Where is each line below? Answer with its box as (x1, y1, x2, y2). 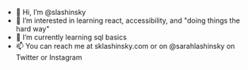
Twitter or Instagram (15, 53, 82, 62)
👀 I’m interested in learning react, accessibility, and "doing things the (15, 16, 240, 25)
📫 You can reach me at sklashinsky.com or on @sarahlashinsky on (15, 42, 235, 50)
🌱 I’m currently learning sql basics (15, 32, 127, 42)
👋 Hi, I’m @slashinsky (15, 8, 86, 17)
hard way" (15, 24, 50, 33)
